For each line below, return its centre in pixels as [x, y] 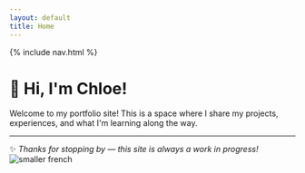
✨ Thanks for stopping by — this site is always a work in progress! [134, 149]
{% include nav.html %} [54, 52]
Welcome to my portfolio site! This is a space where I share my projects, [144, 113]
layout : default [40, 18]
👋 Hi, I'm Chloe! [69, 88]
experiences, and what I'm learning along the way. [103, 123]
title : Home [32, 26]
